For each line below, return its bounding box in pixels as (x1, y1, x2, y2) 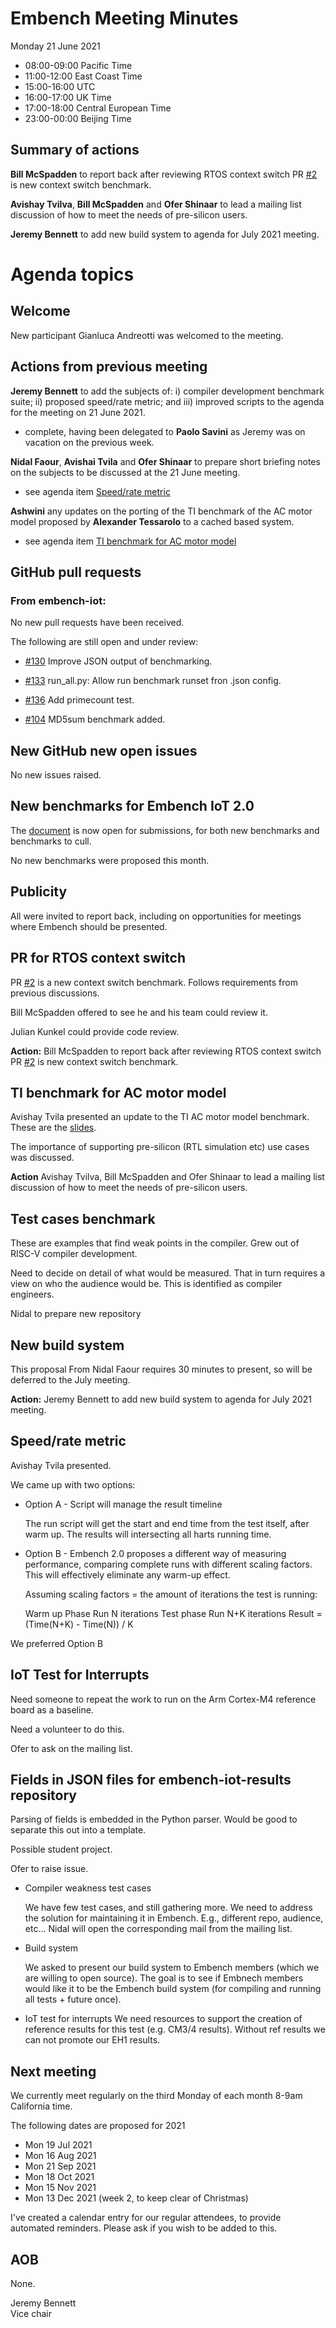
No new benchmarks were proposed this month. (10, 854, 210, 866)
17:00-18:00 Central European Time (24, 102, 172, 114)
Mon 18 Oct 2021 (24, 2171, 95, 2183)
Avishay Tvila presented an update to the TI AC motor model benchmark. (10, 1111, 310, 1123)
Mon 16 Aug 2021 (24, 2150, 97, 2162)
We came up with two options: (10, 1478, 136, 1491)
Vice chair (10, 2308, 52, 2319)
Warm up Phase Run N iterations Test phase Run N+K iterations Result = (24, 1607, 323, 1619)
